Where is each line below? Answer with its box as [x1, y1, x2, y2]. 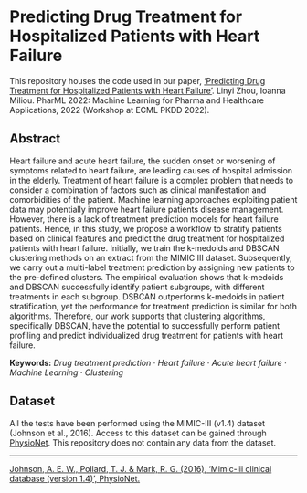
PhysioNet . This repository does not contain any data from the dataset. [9, 436, 277, 448]
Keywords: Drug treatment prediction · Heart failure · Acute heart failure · [9, 357, 287, 368]
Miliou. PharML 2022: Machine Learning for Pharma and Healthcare [9, 94, 265, 106]
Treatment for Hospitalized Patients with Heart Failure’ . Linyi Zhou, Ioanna [9, 85, 286, 96]
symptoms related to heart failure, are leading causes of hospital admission [9, 164, 293, 175]
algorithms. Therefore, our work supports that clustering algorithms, [9, 310, 266, 321]
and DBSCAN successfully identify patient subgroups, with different [9, 281, 265, 292]
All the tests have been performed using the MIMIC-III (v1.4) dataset [9, 417, 266, 428]
